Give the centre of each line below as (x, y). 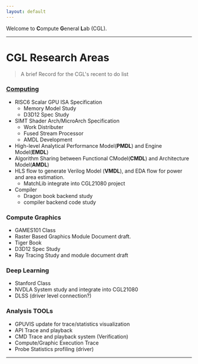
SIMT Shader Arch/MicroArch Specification (67, 121)
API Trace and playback (44, 330)
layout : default (26, 11)
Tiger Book (28, 243)
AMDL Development (48, 140)
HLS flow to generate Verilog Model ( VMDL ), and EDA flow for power (98, 171)
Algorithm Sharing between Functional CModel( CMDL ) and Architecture (102, 158)
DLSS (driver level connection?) (53, 296)
